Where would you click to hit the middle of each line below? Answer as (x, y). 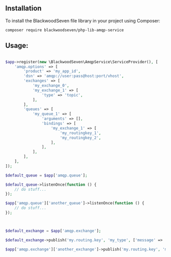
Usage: (17, 46)
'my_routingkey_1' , (80, 133)
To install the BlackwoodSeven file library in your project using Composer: (83, 20)
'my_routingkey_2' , (80, 138)
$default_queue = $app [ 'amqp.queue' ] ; (46, 175)
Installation (23, 8)
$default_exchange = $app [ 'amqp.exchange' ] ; (53, 231)
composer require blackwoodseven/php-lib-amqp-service (65, 30)
